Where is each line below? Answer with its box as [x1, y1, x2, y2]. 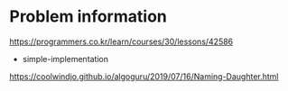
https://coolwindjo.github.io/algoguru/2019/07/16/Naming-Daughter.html [9, 70, 279, 82]
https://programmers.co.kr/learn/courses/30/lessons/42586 [9, 36, 234, 47]
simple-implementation [22, 53, 109, 64]
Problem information [9, 6, 167, 27]
